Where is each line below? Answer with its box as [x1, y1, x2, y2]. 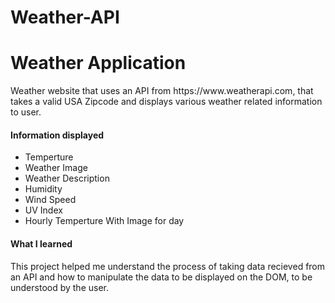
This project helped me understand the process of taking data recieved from [10, 260, 326, 272]
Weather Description [24, 172, 110, 185]
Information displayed [10, 129, 105, 141]
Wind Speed [24, 194, 77, 206]
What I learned [10, 237, 73, 250]
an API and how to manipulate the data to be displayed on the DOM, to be [10, 271, 313, 283]
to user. [10, 106, 42, 118]
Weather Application [10, 52, 187, 75]
